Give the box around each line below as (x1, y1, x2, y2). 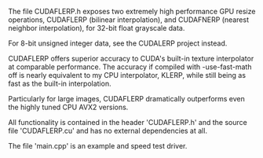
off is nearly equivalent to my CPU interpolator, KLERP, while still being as (8, 71, 246, 79)
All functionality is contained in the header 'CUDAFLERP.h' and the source (8, 118, 247, 127)
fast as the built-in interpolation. (8, 79, 111, 88)
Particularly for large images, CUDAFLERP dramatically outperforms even (8, 94, 246, 103)
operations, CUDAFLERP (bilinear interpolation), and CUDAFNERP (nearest (8, 15, 250, 24)
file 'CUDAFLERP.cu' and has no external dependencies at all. (8, 126, 208, 135)
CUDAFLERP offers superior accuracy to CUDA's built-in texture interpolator (8, 54, 254, 63)
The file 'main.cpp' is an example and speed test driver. (8, 141, 188, 150)
